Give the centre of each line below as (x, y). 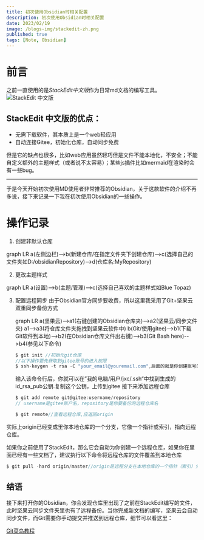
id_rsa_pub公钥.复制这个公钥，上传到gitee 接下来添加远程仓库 (92, 386)
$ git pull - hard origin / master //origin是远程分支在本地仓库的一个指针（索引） (101, 466)
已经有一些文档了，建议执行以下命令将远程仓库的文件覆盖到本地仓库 (97, 455)
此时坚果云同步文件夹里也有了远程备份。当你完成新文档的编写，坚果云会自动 (102, 510)
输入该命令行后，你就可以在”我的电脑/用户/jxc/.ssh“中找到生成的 (95, 379)
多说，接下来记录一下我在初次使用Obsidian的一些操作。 (76, 196)
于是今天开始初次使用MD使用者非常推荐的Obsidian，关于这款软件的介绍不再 (101, 188)
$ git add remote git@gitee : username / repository (78, 398)
